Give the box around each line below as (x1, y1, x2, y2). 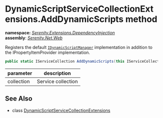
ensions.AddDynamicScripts (5, 14, 124, 25)
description (43, 69, 71, 76)
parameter (7, 69, 33, 76)
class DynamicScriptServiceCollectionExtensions (12, 107, 111, 113)
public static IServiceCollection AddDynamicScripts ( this (5, 59, 125, 64)
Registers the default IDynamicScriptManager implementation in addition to (5, 44, 153, 50)
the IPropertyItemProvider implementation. (5, 50, 90, 55)
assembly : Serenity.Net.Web (5, 35, 63, 41)
